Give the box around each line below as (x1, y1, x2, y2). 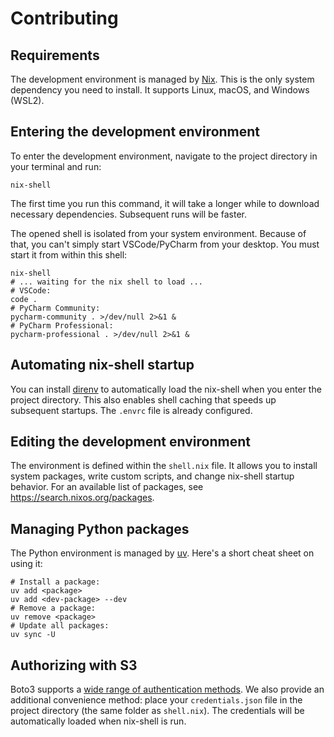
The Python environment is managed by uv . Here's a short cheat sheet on (10, 547, 315, 559)
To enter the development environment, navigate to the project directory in (10, 150, 318, 162)
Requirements (10, 47, 100, 64)
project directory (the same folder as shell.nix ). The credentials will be (10, 705, 305, 717)
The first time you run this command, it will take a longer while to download (10, 197, 320, 209)
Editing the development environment (10, 433, 251, 451)
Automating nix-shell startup (10, 357, 195, 374)
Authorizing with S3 (10, 657, 138, 674)
